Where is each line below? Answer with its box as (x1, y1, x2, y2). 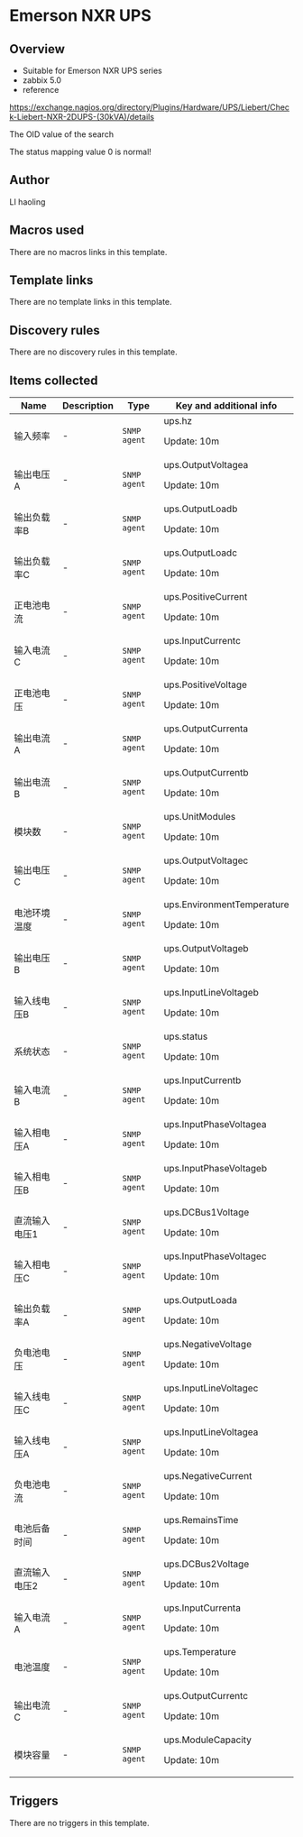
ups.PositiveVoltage (163, 678, 248, 691)
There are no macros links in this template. (9, 246, 168, 257)
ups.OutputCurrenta (163, 722, 249, 735)
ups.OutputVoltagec (163, 854, 249, 867)
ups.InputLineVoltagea (163, 1426, 259, 1438)
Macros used (9, 223, 85, 238)
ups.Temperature (163, 1646, 236, 1658)
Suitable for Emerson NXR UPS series (22, 65, 162, 76)
